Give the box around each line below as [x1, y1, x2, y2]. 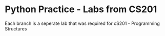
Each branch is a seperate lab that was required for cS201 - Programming [5, 20, 160, 26]
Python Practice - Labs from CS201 [5, 4, 157, 15]
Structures [5, 25, 27, 31]
